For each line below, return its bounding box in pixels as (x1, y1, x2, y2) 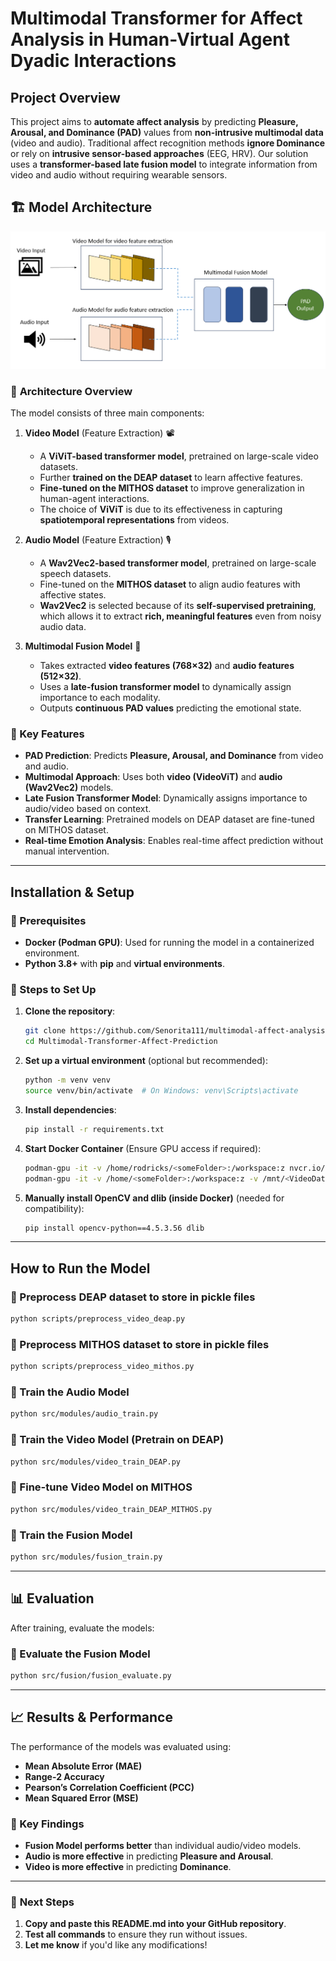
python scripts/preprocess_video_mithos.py (10, 1362, 195, 1372)
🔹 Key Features (10, 727, 85, 741)
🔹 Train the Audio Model (10, 1385, 130, 1399)
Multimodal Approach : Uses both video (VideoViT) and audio (24, 771, 283, 783)
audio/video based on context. (24, 803, 152, 815)
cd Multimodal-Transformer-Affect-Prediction (24, 1037, 218, 1047)
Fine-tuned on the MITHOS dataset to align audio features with (39, 578, 301, 591)
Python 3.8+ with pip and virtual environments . (24, 958, 225, 970)
